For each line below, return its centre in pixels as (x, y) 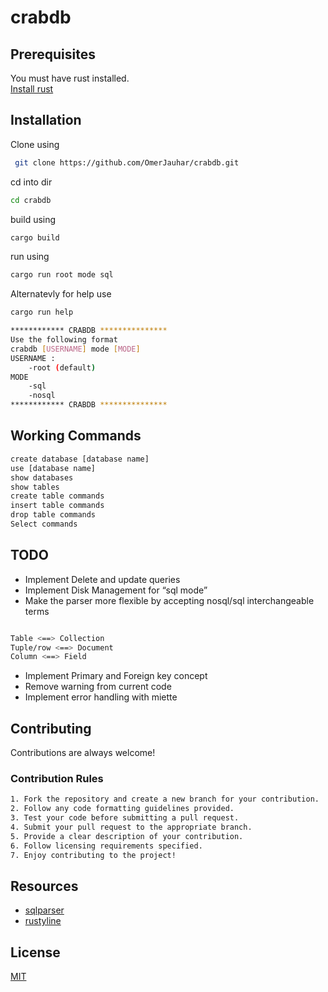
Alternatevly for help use (61, 294)
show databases (42, 477)
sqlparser (44, 910)
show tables (35, 487)
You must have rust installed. (70, 78)
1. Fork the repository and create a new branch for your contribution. (165, 799)
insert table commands (57, 506)
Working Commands (76, 436)
